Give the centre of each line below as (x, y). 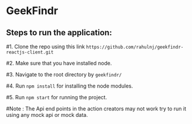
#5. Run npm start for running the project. (57, 97)
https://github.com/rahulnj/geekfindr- (135, 47)
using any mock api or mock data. (47, 115)
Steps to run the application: (59, 33)
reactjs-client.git (30, 52)
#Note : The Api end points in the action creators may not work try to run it (96, 109)
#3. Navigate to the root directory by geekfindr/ (64, 74)
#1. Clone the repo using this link (46, 46)
